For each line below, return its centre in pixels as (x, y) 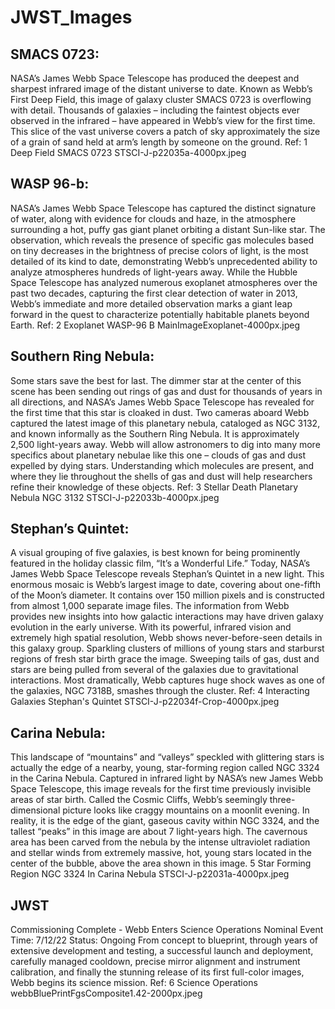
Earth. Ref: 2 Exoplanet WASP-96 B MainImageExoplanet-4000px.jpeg (155, 325)
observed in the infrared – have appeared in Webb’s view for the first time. (163, 120)
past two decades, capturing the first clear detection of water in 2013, (154, 293)
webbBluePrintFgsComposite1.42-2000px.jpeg (106, 993)
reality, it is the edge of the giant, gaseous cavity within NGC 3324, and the (165, 821)
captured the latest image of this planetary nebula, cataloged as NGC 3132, (165, 423)
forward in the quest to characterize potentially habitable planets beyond (160, 314)
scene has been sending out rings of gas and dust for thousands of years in (166, 391)
